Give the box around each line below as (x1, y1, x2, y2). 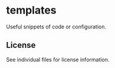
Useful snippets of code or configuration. (6, 23, 106, 30)
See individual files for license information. (6, 56, 110, 63)
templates (6, 4, 57, 17)
